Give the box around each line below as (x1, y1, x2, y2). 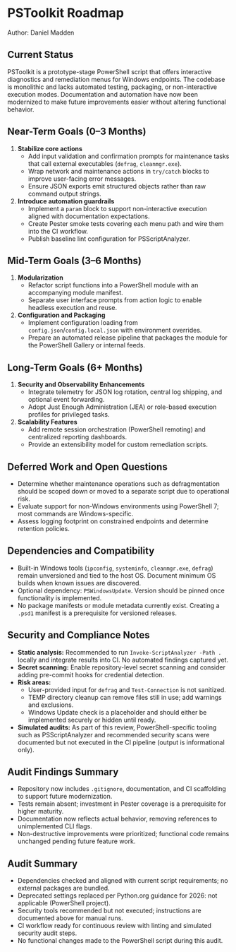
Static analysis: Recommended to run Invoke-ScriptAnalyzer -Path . (17, 648, 222, 656)
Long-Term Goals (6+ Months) (7, 362, 143, 374)
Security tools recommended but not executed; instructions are (17, 906, 202, 915)
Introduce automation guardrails (17, 196, 115, 206)
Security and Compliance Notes (7, 629, 150, 641)
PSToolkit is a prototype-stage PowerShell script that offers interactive (7, 67, 212, 76)
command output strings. (27, 189, 101, 198)
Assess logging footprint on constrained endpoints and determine (17, 517, 209, 525)
